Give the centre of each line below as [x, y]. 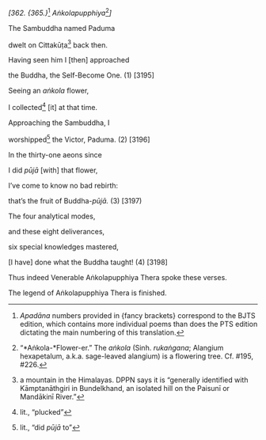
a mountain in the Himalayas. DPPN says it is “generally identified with [134, 380]
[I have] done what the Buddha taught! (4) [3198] [88, 262]
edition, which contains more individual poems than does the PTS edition [139, 324]
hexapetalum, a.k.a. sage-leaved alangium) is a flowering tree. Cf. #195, [136, 356]
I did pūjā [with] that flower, [53, 170]
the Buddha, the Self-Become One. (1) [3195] [81, 75]
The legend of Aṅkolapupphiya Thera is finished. [88, 293]
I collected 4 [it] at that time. [53, 106]
